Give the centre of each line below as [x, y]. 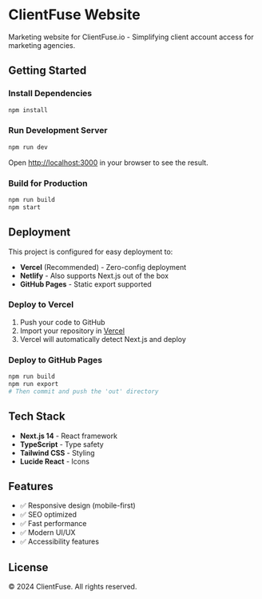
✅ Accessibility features [60, 541]
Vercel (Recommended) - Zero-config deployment [103, 267]
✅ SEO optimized [48, 515]
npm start [25, 207]
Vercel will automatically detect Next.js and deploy [103, 339]
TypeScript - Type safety [62, 444]
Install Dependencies [50, 94]
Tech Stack [37, 417]
